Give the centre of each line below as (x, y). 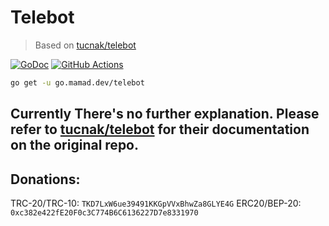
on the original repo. (75, 145)
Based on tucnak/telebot (85, 45)
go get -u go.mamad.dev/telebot (77, 82)
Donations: (45, 179)
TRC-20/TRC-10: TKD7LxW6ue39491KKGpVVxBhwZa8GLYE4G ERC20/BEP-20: (156, 203)
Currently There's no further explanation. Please (165, 114)
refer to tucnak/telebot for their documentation (160, 129)
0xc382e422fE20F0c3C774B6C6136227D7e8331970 (104, 213)
